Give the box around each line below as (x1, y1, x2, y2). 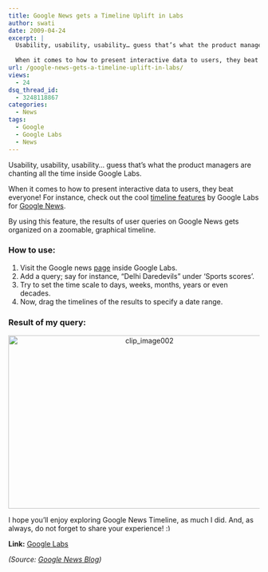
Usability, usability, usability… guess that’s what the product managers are (8, 160, 251, 169)
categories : (8, 101, 48, 109)
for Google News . (8, 201, 66, 210)
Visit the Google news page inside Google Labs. (19, 263, 178, 272)
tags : (8, 116, 26, 124)
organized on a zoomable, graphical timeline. (8, 224, 156, 234)
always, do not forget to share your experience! (8, 524, 164, 534)
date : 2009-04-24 (8, 26, 66, 34)
